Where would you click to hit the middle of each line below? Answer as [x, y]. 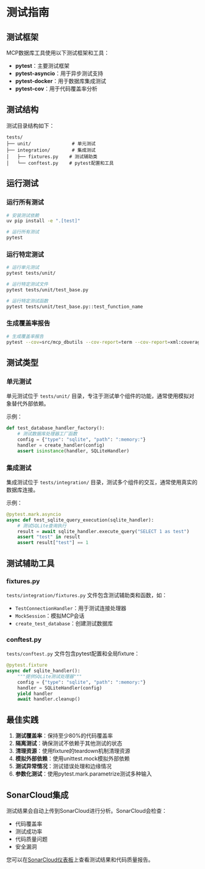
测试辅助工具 [31, 563]
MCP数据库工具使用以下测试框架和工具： [58, 53]
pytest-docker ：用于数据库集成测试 [61, 81]
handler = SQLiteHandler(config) [60, 688]
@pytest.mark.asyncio [34, 514]
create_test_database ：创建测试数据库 [64, 623]
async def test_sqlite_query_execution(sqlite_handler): [80, 520]
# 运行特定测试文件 [27, 285]
